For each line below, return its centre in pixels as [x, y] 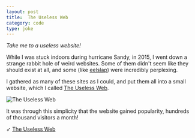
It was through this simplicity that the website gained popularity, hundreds [98, 111]
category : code [25, 23]
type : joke [20, 28]
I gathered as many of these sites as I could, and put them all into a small [96, 82]
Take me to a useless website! [43, 46]
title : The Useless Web [37, 17]
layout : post [22, 12]
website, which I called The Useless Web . [58, 88]
